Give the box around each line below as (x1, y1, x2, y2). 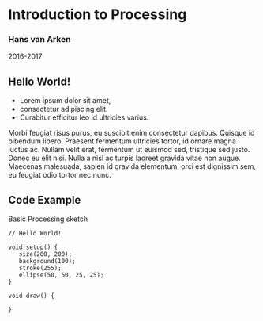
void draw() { (8, 292, 55, 300)
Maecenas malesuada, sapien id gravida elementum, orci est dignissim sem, (8, 162, 257, 171)
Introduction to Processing (8, 6, 187, 24)
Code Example (8, 193, 81, 207)
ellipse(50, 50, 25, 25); (18, 271, 104, 279)
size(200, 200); (18, 250, 73, 258)
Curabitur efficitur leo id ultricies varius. (19, 113, 149, 122)
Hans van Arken (8, 34, 71, 45)
